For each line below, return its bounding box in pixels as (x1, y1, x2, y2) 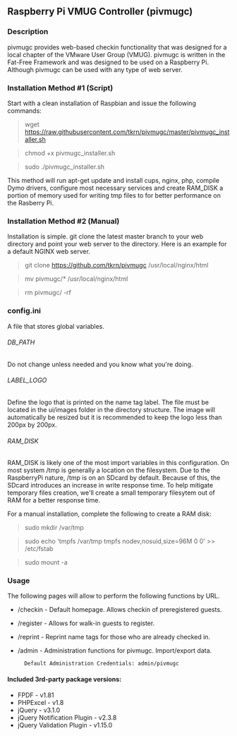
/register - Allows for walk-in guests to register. (17, 619, 155, 627)
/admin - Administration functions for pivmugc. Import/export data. (17, 646, 212, 655)
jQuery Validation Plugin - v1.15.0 (17, 720, 113, 729)
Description (7, 27, 49, 37)
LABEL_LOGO (7, 376, 47, 385)
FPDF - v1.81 (17, 691, 54, 699)
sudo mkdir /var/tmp (24, 524, 85, 532)
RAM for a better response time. (7, 496, 101, 505)
